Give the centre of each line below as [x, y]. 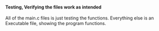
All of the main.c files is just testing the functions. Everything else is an [80, 18]
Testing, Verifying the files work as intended [53, 7]
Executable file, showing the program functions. [56, 23]
